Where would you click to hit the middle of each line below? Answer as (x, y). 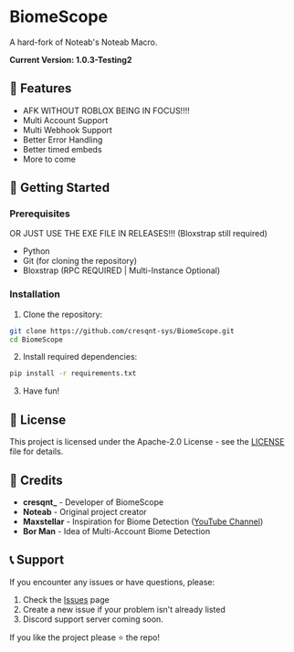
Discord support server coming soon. (93, 619)
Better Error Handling (63, 140)
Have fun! (41, 391)
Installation (35, 294)
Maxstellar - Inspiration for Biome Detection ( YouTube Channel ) (143, 521)
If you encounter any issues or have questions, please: (112, 582)
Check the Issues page (66, 599)
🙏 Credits (37, 480)
